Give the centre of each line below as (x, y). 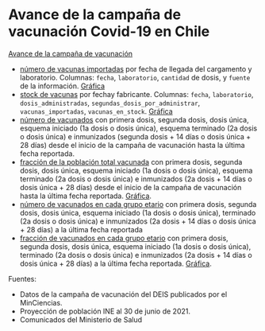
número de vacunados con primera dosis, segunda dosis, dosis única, (134, 119)
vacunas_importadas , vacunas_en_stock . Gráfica (96, 111)
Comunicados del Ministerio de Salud (81, 319)
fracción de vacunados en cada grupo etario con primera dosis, (124, 238)
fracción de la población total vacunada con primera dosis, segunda (131, 162)
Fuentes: (23, 278)
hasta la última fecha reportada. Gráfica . (86, 196)
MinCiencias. (41, 302)
